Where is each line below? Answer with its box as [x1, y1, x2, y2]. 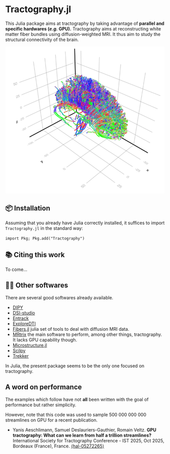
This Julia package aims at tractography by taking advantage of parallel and [5, 20, 164, 26]
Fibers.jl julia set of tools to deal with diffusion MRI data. [12, 326, 130, 332]
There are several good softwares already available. [5, 294, 114, 300]
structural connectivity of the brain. [5, 37, 79, 43]
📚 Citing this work [5, 250, 65, 259]
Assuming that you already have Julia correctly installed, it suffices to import [5, 220, 165, 226]
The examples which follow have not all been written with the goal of [5, 396, 149, 402]
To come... [5, 266, 28, 272]
